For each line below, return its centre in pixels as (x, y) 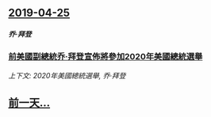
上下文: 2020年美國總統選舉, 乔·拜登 (67, 75)
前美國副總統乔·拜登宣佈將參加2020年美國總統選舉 (105, 57)
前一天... (29, 103)
